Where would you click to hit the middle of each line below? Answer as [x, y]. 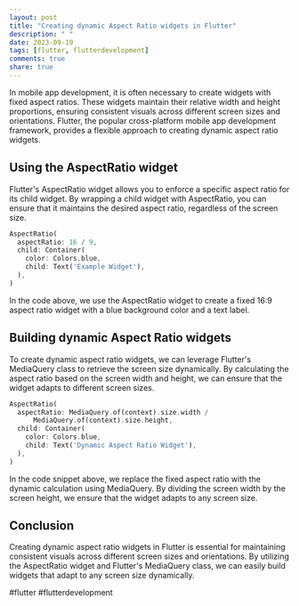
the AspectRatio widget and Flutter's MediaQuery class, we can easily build [148, 566]
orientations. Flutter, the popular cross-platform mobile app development [143, 120]
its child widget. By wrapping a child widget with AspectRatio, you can [138, 198]
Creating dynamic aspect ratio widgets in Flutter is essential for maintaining [148, 547]
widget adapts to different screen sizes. [82, 387]
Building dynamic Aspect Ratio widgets [121, 338]
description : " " [41, 34]
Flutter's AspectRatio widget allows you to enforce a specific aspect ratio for [149, 189]
